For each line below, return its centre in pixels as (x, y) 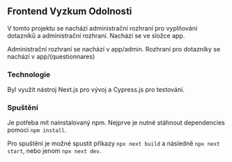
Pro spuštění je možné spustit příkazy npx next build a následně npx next (114, 144)
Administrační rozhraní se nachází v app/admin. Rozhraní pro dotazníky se (114, 49)
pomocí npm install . (37, 130)
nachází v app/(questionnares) (51, 56)
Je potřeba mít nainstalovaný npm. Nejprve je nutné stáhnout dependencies (116, 123)
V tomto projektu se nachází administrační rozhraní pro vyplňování (102, 28)
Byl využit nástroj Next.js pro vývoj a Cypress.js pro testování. (96, 90)
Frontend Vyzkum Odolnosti (70, 11)
